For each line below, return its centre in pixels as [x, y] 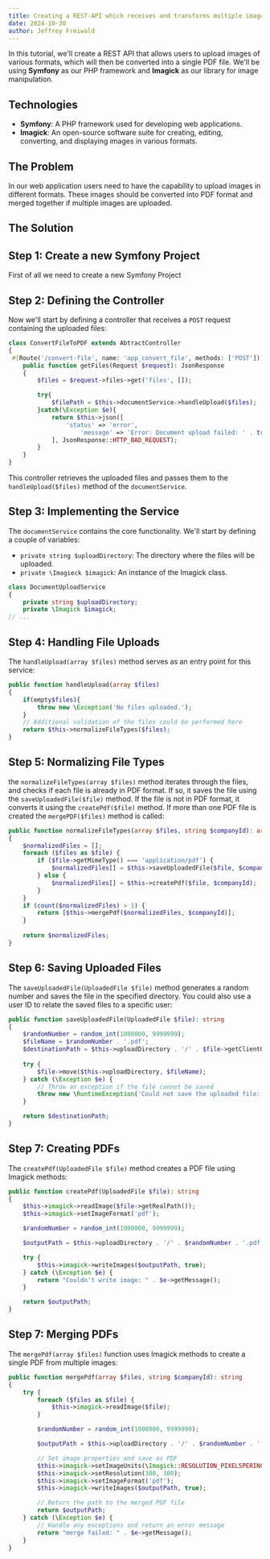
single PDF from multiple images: [63, 1363]
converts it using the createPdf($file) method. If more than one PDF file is [133, 807]
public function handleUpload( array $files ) [84, 685]
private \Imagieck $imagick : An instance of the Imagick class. [123, 572]
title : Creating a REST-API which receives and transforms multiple [125, 16]
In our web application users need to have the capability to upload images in [135, 186]
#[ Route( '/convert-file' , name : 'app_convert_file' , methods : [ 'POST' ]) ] [138, 358]
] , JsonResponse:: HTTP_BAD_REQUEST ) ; [115, 440]
